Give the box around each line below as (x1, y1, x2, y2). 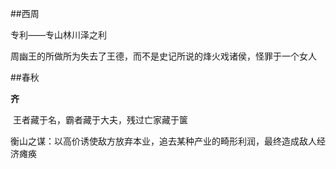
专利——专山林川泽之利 (10, 29, 107, 41)
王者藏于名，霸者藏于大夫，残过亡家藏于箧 (12, 114, 188, 126)
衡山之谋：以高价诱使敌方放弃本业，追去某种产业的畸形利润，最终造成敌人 (10, 135, 317, 147)
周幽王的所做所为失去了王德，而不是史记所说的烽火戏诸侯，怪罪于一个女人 (10, 50, 317, 62)
